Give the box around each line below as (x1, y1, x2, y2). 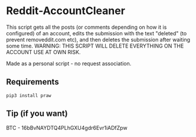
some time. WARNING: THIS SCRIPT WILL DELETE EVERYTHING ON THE (6, 42, 184, 49)
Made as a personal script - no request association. (6, 60, 132, 67)
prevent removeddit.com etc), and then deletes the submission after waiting (6, 36, 191, 43)
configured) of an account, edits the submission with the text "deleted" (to (6, 29, 187, 36)
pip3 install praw (6, 92, 51, 98)
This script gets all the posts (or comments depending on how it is (6, 24, 167, 31)
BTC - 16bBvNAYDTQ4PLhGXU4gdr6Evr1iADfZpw (6, 124, 128, 131)
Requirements (6, 77, 59, 87)
